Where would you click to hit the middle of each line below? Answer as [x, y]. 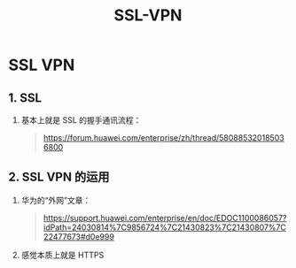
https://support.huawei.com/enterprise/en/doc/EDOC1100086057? [165, 218]
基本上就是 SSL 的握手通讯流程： [81, 120]
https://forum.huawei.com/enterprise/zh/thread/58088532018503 [164, 138]
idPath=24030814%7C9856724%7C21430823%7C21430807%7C [165, 227]
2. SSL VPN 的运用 [59, 177]
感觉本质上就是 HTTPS [62, 255]
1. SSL [25, 98]
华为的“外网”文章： [56, 200]
